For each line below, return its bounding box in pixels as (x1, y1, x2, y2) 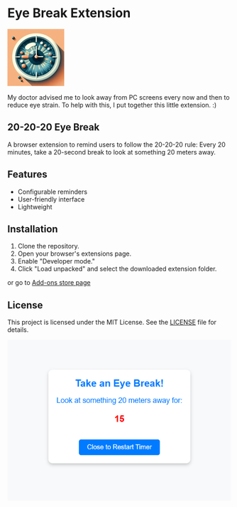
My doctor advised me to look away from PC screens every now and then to (7, 93, 230, 101)
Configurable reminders (17, 187, 87, 196)
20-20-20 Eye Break (7, 121, 100, 133)
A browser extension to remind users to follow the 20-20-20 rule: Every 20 (7, 140, 226, 149)
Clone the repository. (17, 242, 79, 251)
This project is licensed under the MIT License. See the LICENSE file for (7, 318, 217, 327)
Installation (7, 223, 58, 235)
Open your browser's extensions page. (17, 249, 132, 258)
